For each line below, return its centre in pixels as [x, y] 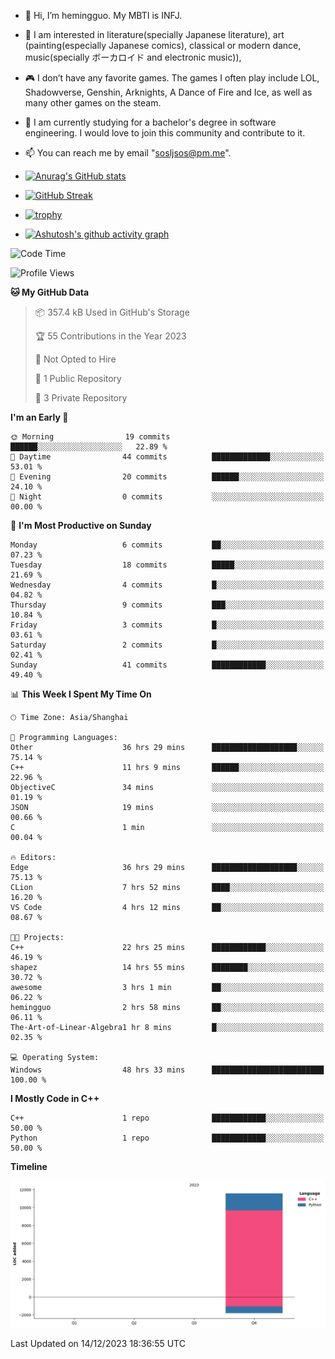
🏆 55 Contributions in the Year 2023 [110, 336]
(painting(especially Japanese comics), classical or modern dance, [163, 45]
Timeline [29, 1166]
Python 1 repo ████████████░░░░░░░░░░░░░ [167, 1138]
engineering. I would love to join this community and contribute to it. [165, 133]
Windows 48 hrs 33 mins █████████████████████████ [167, 1070]
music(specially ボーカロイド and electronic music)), [133, 57]
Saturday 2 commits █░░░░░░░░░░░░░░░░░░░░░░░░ [167, 645]
